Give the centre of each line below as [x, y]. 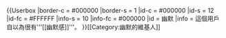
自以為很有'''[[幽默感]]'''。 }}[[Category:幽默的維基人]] [83, 27]
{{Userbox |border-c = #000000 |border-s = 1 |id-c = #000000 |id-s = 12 [110, 11]
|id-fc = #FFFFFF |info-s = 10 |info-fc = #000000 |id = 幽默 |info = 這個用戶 [113, 18]
